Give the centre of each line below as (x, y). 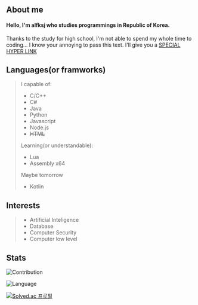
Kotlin (37, 187)
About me (25, 10)
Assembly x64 (47, 163)
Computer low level (53, 239)
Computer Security (53, 233)
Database (41, 226)
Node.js (39, 127)
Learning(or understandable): (57, 145)
